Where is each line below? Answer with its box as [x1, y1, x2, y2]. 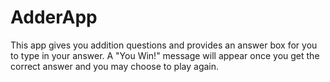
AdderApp [10, 6, 98, 29]
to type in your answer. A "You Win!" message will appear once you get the [10, 49, 320, 61]
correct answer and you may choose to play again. [10, 60, 220, 72]
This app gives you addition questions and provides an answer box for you [10, 39, 318, 51]
